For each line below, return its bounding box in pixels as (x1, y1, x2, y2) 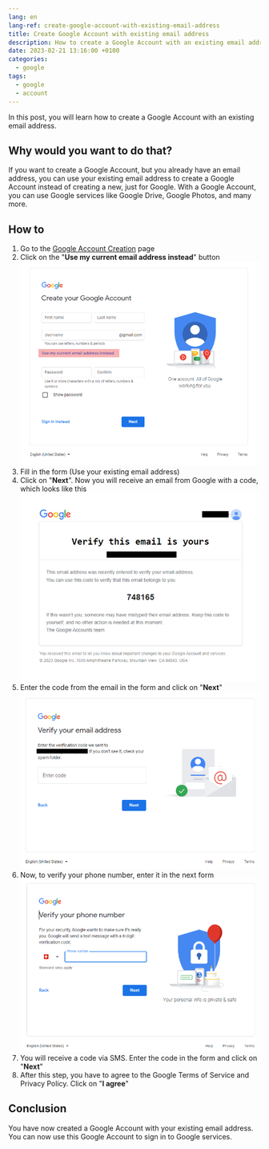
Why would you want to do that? (8, 144, 173, 157)
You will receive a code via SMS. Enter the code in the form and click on (19, 1053, 258, 1062)
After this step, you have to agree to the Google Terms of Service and (19, 1070, 250, 1079)
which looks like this (19, 484, 87, 493)
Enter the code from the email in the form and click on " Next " (19, 683, 223, 692)
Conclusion (8, 1102, 67, 1115)
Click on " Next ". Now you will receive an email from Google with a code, (19, 475, 259, 485)
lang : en (8, 13, 38, 21)
